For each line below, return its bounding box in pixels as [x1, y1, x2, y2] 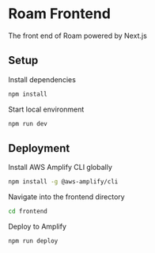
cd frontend [8, 207, 47, 216]
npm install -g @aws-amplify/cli [8, 178, 119, 186]
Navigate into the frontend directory [8, 192, 125, 202]
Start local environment [8, 104, 85, 114]
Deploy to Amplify [8, 222, 67, 232]
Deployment [8, 142, 70, 155]
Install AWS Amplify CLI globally [8, 163, 112, 172]
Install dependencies [8, 74, 77, 84]
